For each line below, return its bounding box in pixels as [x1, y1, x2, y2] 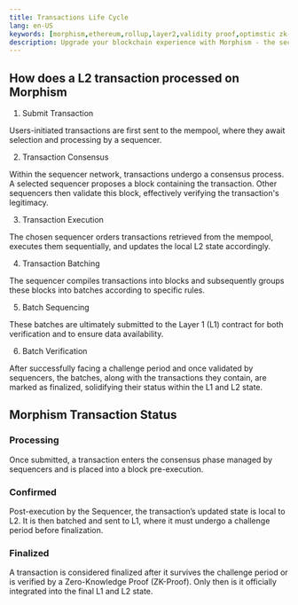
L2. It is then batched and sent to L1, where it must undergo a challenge [9, 515, 271, 526]
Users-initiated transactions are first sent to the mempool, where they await [9, 125, 286, 136]
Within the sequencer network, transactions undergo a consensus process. [9, 169, 285, 180]
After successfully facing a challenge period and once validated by [9, 363, 254, 373]
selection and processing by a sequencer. [9, 135, 162, 145]
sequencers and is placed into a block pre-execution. [9, 463, 204, 475]
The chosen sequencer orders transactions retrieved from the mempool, [9, 232, 273, 242]
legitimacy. [9, 197, 49, 208]
